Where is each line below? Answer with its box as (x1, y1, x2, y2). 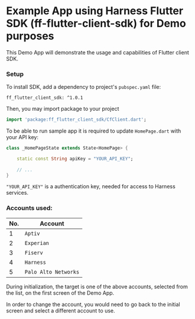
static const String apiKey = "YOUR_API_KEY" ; (17, 156, 134, 162)
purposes (6, 30, 54, 43)
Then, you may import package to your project (6, 105, 119, 112)
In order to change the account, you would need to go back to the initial (6, 301, 180, 308)
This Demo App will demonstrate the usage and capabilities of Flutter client (6, 49, 189, 56)
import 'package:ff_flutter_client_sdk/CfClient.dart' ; (6, 117, 147, 123)
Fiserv (24, 249, 43, 256)
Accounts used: (6, 204, 53, 212)
